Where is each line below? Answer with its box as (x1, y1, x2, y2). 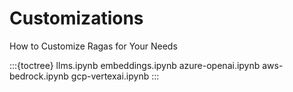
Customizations (9, 7, 144, 30)
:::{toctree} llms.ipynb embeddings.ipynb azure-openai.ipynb (9, 59, 261, 71)
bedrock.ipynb (9, 70, 69, 82)
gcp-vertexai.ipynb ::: (70, 70, 160, 82)
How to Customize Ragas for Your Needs (9, 40, 178, 52)
